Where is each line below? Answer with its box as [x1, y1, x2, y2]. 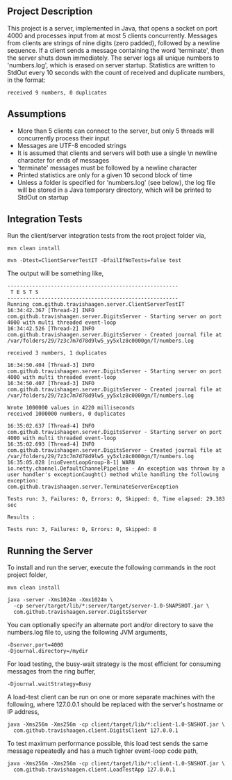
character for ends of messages [17, 156, 110, 164]
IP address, [7, 708, 40, 716]
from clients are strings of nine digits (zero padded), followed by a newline [7, 38, 220, 47]
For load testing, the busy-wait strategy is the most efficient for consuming [7, 660, 221, 668]
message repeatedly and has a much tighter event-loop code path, [7, 747, 199, 755]
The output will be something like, [7, 269, 104, 277]
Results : [7, 514, 36, 521]
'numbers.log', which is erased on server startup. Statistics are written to [7, 60, 215, 69]
